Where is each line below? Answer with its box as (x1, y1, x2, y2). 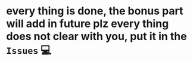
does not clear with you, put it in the (6, 30, 187, 43)
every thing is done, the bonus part (6, 4, 183, 18)
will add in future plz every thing (6, 17, 169, 30)
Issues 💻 (6, 44, 52, 57)
